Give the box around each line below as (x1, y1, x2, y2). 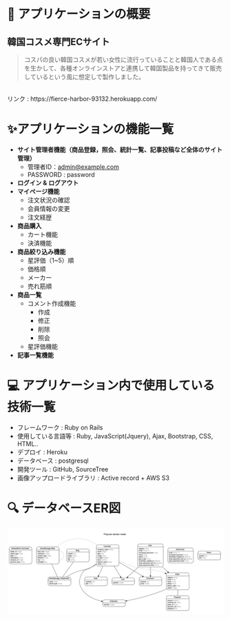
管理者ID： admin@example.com (27, 163, 119, 171)
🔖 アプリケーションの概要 (7, 6, 151, 22)
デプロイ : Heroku (17, 447, 67, 456)
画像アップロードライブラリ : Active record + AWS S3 (17, 474, 170, 482)
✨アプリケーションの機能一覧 (7, 121, 174, 137)
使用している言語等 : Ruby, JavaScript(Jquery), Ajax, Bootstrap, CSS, (17, 432, 213, 440)
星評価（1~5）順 (27, 256, 74, 264)
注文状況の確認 (27, 196, 70, 204)
